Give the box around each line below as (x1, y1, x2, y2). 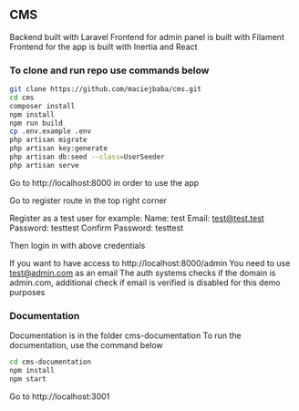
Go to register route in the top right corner (9, 195, 167, 206)
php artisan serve (9, 160, 79, 170)
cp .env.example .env (9, 127, 92, 136)
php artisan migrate (9, 136, 88, 145)
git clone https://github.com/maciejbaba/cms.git (9, 85, 202, 94)
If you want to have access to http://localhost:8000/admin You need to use (9, 257, 291, 268)
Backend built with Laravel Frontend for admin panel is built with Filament (9, 31, 284, 42)
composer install (9, 101, 76, 110)
